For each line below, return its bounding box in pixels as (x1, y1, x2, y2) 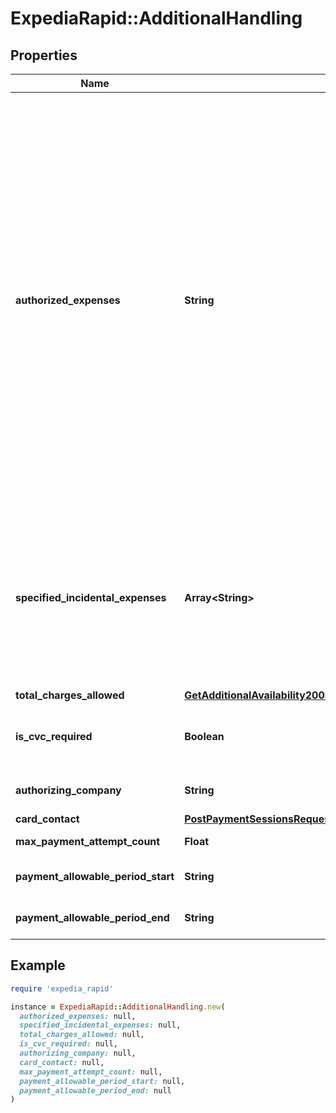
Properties (10, 47, 78, 64)
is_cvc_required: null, (19, 1039, 118, 1049)
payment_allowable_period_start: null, (19, 1076, 186, 1086)
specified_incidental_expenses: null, (19, 1020, 182, 1031)
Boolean (184, 730, 225, 743)
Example (10, 957, 66, 974)
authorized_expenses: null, (19, 1011, 137, 1021)
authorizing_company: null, (19, 1048, 137, 1059)
